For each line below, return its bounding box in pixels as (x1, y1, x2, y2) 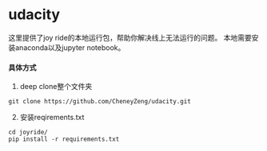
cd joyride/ (8, 129, 48, 137)
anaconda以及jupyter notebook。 (14, 42, 126, 52)
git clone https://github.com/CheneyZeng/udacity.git (8, 98, 192, 106)
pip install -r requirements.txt (8, 135, 120, 144)
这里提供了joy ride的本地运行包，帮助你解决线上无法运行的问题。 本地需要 (8, 33, 252, 42)
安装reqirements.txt (19, 113, 85, 122)
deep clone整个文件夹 (19, 82, 93, 91)
